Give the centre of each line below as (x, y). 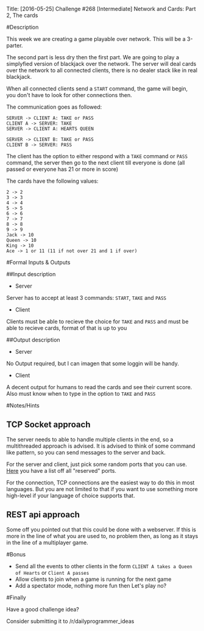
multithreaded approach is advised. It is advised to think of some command (101, 446)
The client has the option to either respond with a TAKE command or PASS (97, 156)
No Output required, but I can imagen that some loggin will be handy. (93, 363)
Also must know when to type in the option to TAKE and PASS (81, 394)
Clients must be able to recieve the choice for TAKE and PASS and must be (97, 321)
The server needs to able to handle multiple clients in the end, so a (90, 439)
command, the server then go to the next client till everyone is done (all (96, 162)
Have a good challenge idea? (43, 609)
